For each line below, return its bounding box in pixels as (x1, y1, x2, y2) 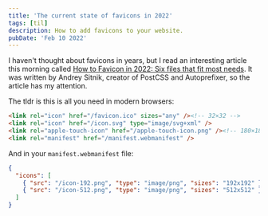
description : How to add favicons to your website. (8, 26, 183, 34)
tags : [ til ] (8, 19, 48, 27)
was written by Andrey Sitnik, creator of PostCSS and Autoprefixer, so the (8, 73, 250, 82)
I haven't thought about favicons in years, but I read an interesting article (8, 56, 247, 65)
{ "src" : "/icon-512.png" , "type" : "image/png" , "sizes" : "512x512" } (22, 187, 262, 194)
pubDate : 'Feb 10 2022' (8, 33, 88, 42)
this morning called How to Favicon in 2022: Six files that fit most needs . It (8, 65, 253, 74)
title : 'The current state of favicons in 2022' (8, 11, 173, 20)
